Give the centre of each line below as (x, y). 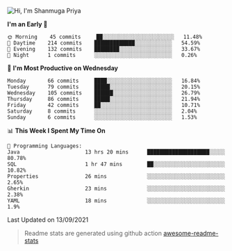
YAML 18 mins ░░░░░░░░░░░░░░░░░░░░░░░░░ (116, 201)
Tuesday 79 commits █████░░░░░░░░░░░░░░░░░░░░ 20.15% (103, 87)
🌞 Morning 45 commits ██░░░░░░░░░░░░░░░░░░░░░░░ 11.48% (105, 37)
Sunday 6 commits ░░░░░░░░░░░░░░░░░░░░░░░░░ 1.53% (102, 118)
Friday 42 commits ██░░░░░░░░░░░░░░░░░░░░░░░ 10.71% (103, 105)
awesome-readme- (191, 233)
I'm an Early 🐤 (27, 24)
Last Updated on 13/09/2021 (48, 220)
